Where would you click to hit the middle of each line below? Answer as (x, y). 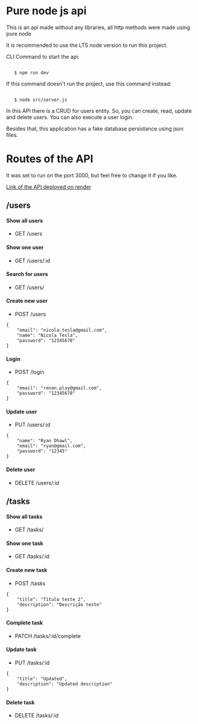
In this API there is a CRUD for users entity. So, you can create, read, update (99, 110)
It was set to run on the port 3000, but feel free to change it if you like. (92, 175)
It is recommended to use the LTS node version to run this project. (87, 45)
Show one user (25, 247)
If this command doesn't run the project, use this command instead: (89, 84)
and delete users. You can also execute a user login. (70, 117)
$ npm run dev (31, 72)
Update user (22, 411)
